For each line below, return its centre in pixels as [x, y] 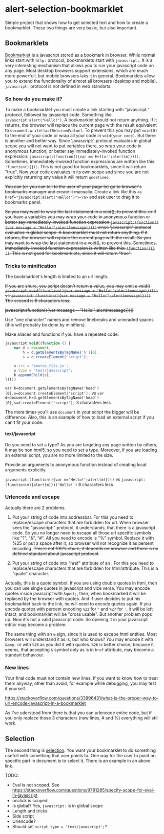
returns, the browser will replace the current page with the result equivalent [81, 125]
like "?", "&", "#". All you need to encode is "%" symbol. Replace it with [83, 538]
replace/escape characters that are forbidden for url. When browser [81, 522]
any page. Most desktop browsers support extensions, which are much [77, 70]
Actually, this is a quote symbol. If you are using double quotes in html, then [81, 583]
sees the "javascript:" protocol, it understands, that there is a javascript [83, 528]
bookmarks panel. [23, 202]
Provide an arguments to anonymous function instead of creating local [76, 464]
